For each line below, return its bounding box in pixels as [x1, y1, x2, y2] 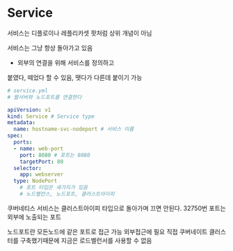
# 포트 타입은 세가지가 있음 [19, 184, 88, 191]
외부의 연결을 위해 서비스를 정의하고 [17, 58, 115, 67]
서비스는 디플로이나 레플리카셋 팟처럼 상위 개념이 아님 [7, 29, 152, 37]
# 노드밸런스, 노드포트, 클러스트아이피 [19, 190, 115, 198]
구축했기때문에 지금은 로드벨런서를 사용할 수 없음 [19, 236, 152, 245]
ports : [13, 139, 33, 146]
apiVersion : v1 [7, 106, 51, 113]
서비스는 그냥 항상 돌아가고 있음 [7, 43, 93, 52]
